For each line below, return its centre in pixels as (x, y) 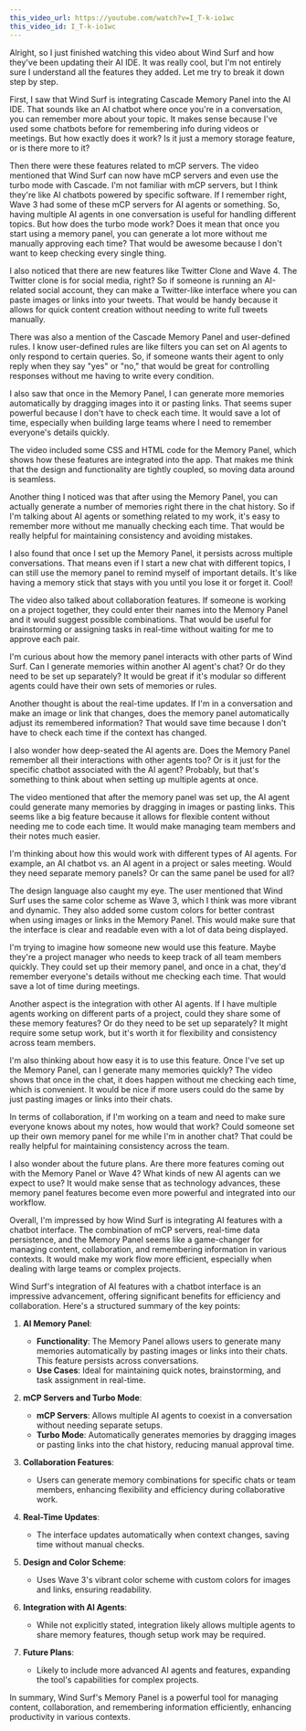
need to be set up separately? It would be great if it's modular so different (148, 676)
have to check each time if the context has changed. (108, 733)
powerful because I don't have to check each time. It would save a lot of (145, 413)
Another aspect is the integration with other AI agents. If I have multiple (143, 1003)
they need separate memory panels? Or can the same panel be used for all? (152, 872)
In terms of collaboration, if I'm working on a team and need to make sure (148, 1116)
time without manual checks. (90, 1544)
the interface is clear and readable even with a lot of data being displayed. (149, 929)
